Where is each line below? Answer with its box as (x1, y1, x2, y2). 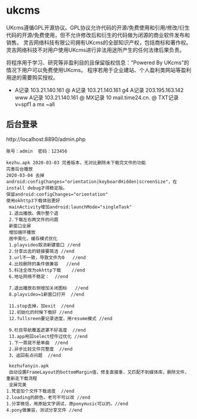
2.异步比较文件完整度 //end (8, 346, 73, 352)
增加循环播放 (8, 229, 36, 235)
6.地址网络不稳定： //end (8, 273, 68, 280)
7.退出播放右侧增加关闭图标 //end (8, 285, 89, 291)
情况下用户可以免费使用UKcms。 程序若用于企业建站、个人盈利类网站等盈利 (6, 66, 192, 73)
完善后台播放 (6, 166, 33, 172)
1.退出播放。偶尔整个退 (8, 210, 59, 216)
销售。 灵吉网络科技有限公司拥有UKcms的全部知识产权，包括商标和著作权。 (6, 39, 192, 46)
